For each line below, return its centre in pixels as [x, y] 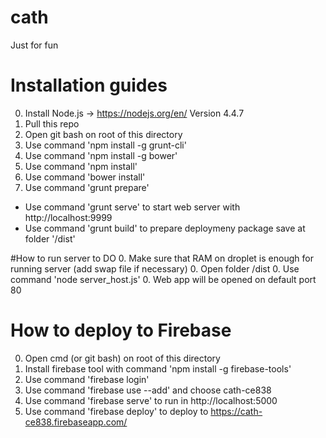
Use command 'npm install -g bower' [101, 155]
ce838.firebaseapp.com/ [76, 422]
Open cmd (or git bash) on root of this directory [122, 358]
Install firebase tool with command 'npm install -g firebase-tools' [158, 368]
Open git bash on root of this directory [103, 134]
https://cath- [236, 411]
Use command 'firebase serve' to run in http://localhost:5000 [151, 400]
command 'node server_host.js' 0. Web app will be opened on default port [163, 279]
